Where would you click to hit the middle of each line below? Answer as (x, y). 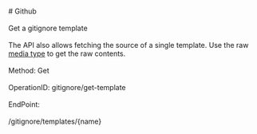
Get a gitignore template (48, 28)
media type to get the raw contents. (67, 53)
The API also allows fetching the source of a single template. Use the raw (128, 45)
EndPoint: (24, 104)
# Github (23, 11)
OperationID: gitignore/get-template (67, 87)
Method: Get (29, 71)
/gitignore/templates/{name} (55, 121)
